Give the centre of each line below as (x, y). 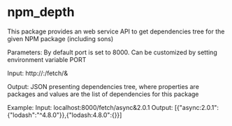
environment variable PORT (47, 59)
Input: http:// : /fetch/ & (38, 73)
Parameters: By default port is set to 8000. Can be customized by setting (113, 52)
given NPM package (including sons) (60, 38)
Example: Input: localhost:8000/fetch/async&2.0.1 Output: (90, 107)
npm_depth (41, 12)
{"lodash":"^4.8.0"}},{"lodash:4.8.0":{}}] (65, 115)
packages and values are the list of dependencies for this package (103, 94)
